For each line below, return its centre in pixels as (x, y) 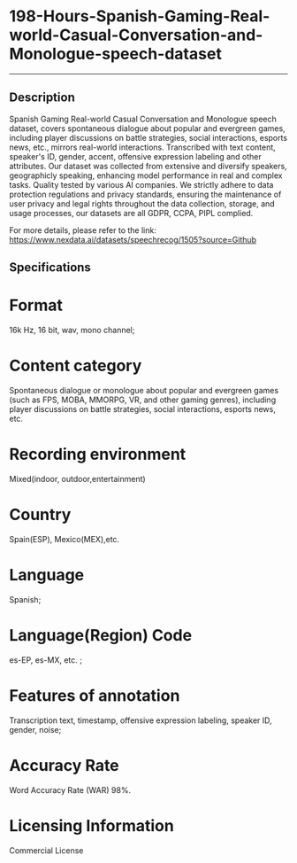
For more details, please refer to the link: (83, 230)
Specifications (50, 268)
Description (42, 98)
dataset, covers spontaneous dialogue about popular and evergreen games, (147, 128)
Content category (76, 366)
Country (40, 515)
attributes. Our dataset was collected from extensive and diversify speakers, (148, 166)
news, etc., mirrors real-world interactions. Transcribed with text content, (142, 147)
